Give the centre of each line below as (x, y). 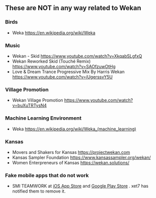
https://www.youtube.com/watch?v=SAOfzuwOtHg (64, 66)
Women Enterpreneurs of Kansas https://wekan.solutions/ (71, 162)
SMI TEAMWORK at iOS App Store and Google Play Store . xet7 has (80, 186)
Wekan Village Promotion (38, 100)
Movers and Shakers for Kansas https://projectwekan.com (71, 152)
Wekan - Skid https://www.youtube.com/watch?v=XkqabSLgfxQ (77, 56)
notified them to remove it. (39, 191)
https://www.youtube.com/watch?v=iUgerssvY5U (62, 77)
